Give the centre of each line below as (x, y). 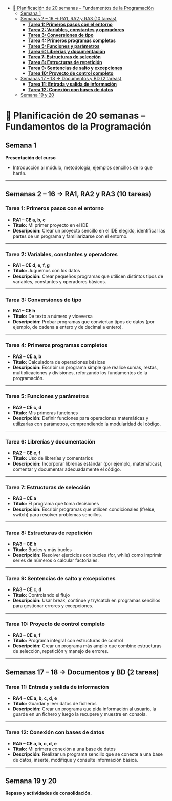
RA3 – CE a (25, 498)
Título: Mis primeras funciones (45, 413)
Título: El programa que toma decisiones (56, 504)
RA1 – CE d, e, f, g (31, 265)
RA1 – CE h (24, 311)
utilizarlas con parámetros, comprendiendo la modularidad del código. (87, 424)
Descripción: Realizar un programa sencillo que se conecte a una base (88, 754)
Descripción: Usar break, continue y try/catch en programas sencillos (87, 600)
